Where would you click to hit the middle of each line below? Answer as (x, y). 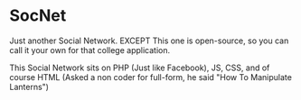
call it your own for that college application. (89, 50)
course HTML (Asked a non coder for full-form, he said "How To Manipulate (150, 77)
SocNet (38, 16)
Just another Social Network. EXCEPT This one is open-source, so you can (149, 41)
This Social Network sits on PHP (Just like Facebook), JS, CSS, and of (140, 68)
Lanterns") (29, 86)
